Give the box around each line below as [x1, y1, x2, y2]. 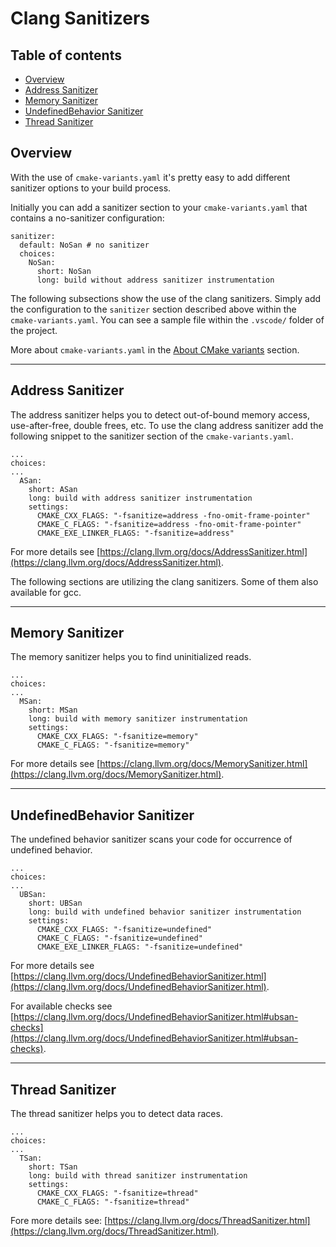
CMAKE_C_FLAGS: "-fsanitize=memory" [36, 740, 190, 751]
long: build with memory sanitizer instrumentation [28, 714, 248, 724]
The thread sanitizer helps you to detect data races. [10, 1108, 223, 1120]
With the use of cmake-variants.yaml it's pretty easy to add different [10, 171, 291, 183]
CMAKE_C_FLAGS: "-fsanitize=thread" [36, 1197, 190, 1207]
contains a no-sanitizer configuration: [10, 212, 165, 224]
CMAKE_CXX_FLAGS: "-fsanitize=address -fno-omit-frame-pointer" [36, 510, 311, 521]
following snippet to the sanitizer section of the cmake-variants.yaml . [10, 430, 294, 442]
